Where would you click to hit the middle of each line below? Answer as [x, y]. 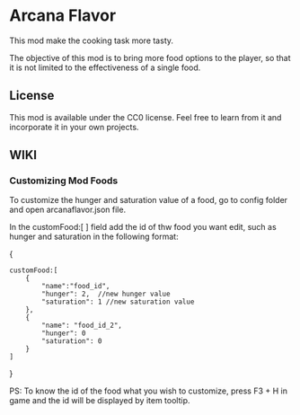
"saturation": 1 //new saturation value [118, 302]
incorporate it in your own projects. [74, 127]
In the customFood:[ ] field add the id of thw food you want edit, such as [143, 227]
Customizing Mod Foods [64, 181]
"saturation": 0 [72, 341]
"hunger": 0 [64, 333]
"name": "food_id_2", [82, 326]
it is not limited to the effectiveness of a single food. [105, 67]
